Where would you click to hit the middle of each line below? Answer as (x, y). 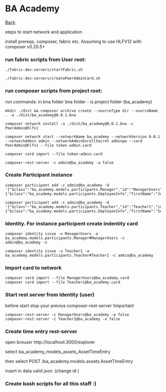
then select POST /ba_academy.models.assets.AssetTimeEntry (69, 361)
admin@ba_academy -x (26, 243)
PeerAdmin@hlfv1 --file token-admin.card (48, 145)
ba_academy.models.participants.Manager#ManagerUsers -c (65, 238)
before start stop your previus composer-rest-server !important (70, 305)
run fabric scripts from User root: (46, 59)
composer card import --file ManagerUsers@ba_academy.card (67, 278)
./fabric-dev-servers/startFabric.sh (44, 70)
